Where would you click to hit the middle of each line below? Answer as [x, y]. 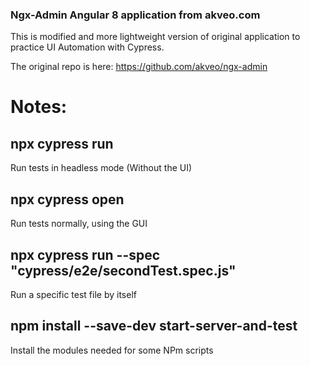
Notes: [39, 107]
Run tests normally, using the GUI [79, 224]
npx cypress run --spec [85, 254]
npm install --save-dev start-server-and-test [154, 326]
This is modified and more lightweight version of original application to [155, 37]
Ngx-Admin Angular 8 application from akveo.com [135, 15]
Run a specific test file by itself [73, 294]
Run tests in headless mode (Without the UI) [101, 168]
